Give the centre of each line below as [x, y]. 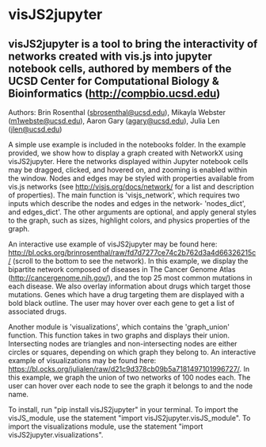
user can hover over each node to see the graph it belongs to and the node [131, 386]
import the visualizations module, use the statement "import [106, 426]
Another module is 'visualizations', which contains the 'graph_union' [119, 327]
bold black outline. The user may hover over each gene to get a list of [122, 303]
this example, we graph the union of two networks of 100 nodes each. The [129, 377]
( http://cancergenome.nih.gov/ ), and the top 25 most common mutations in [130, 278]
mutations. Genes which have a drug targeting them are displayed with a [126, 294]
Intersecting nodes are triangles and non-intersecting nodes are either [123, 344]
